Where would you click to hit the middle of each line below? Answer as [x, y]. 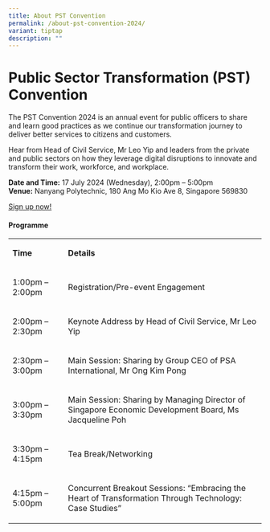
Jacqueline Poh [97, 420]
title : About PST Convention [57, 16]
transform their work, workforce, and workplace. [89, 167]
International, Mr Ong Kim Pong [127, 370]
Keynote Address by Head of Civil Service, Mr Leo [162, 321]
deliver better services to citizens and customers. [90, 134]
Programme [29, 225]
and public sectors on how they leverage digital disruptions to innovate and [133, 158]
